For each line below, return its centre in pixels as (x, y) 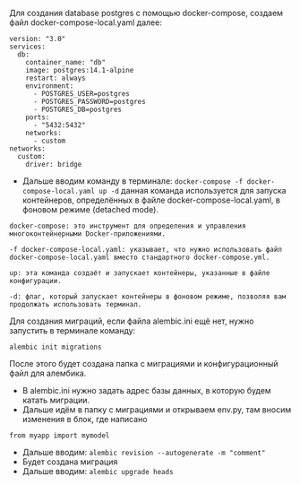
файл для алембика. (48, 373)
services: (28, 47)
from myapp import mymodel (60, 436)
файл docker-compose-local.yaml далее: (86, 22)
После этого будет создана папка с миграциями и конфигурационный (144, 364)
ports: (38, 117)
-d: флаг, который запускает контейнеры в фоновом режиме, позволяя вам (148, 297)
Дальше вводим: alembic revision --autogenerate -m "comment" (144, 452)
